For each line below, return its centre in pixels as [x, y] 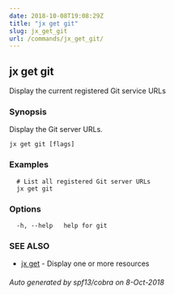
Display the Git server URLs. [56, 130]
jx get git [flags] [42, 144]
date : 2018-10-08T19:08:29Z [57, 16]
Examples [29, 165]
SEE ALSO [30, 246]
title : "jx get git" [44, 24]
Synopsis [28, 112]
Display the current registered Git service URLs [88, 91]
